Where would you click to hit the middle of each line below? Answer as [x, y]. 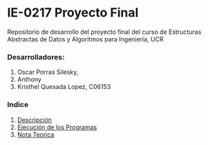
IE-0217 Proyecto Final [73, 13]
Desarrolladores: [36, 57]
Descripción [34, 119]
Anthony [29, 79]
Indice [18, 105]
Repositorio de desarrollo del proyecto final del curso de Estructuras [104, 32]
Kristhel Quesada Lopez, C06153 [64, 87]
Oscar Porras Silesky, [48, 72]
